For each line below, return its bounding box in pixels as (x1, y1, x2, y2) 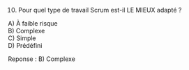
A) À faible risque (8, 19, 58, 27)
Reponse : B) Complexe (8, 55, 76, 63)
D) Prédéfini (8, 42, 43, 49)
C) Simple (8, 34, 37, 42)
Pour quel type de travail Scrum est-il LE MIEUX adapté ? (17, 6, 182, 14)
